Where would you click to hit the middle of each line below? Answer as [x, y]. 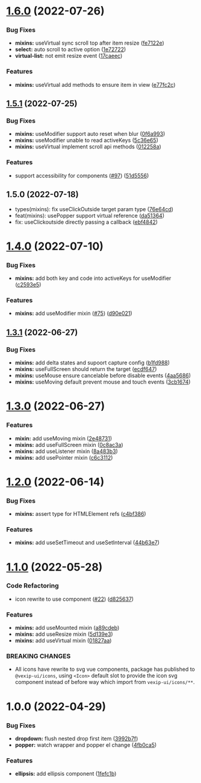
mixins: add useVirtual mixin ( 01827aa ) [63, 641]
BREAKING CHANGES [39, 656]
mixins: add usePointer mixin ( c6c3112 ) [64, 457]
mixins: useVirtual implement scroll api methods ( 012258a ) [88, 147]
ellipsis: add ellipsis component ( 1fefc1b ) [66, 774]
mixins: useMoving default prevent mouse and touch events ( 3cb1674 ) [103, 382]
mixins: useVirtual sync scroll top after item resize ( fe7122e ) [89, 43]
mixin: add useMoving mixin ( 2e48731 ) [63, 438]
